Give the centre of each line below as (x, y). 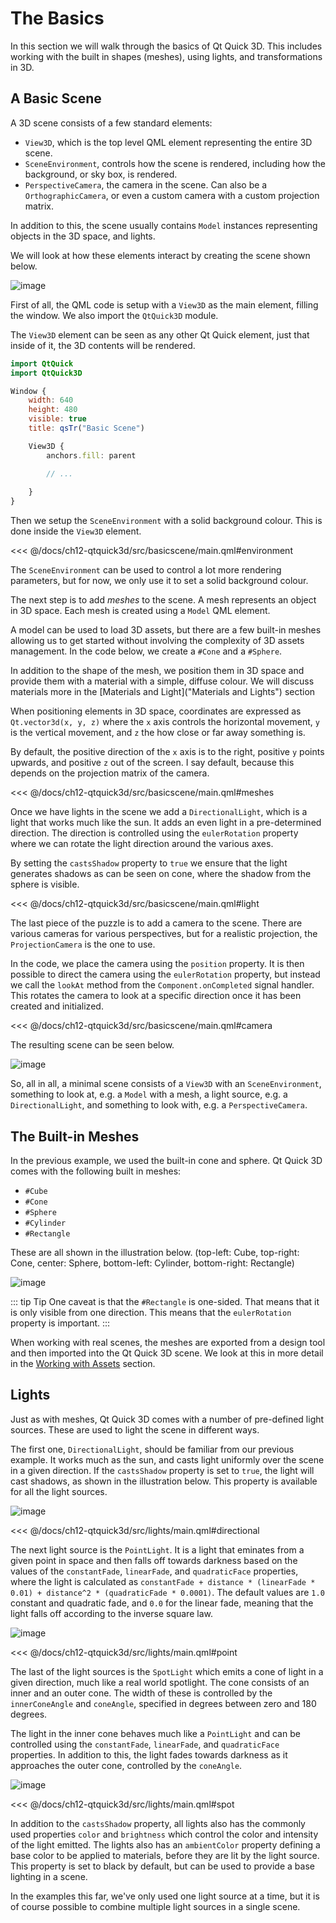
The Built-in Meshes (75, 1136)
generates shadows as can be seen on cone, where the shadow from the (161, 874)
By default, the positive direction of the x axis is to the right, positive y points (167, 752)
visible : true (57, 419)
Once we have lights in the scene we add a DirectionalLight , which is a (159, 812)
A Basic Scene (56, 98)
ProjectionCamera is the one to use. (83, 944)
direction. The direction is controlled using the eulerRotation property (154, 833)
